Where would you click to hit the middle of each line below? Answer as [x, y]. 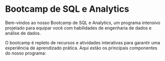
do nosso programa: [26, 53]
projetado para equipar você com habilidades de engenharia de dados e [78, 28]
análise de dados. [23, 33]
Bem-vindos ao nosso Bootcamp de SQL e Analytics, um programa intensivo [83, 23]
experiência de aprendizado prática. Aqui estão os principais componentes [81, 48]
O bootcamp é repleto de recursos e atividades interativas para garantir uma [83, 42]
